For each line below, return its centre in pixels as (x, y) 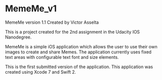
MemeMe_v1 (31, 9)
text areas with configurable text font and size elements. (62, 57)
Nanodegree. (18, 37)
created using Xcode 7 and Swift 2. (40, 72)
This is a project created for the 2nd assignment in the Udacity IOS (72, 32)
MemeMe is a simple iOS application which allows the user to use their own (81, 46)
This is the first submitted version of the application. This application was (79, 67)
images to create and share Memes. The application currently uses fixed (78, 52)
